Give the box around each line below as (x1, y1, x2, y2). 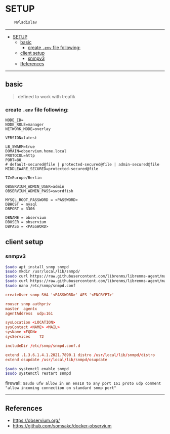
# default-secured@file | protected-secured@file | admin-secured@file (5, 162, 159, 167)
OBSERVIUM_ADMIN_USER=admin (5, 184, 65, 189)
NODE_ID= (5, 117, 24, 123)
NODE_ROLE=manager (5, 122, 44, 127)
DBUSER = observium (5, 219, 47, 224)
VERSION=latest (5, 135, 37, 140)
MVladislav (14, 20, 37, 25)
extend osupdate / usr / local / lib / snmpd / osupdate (5, 357, 108, 362)
